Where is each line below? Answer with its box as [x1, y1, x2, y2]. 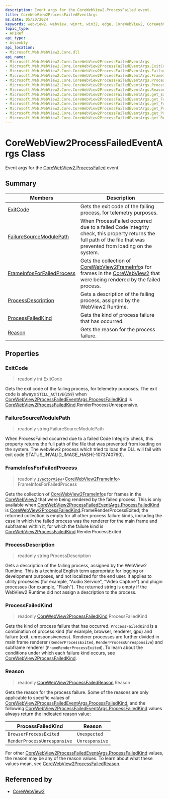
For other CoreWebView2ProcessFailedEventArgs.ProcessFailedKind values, [5, 750, 163, 756]
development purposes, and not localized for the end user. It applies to [5, 573, 152, 579]
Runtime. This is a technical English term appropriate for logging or [5, 568, 144, 574]
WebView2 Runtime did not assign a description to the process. [5, 589, 137, 595]
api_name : [5, 54, 26, 60]
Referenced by [5, 775, 52, 784]
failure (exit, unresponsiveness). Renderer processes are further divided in [5, 634, 159, 640]
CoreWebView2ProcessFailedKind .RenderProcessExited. [5, 528, 123, 534]
